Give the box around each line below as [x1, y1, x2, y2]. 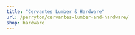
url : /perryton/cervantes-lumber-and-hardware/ [6, 14, 130, 20]
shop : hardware [6, 20, 45, 26]
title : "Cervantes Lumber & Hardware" [6, 8, 105, 15]
